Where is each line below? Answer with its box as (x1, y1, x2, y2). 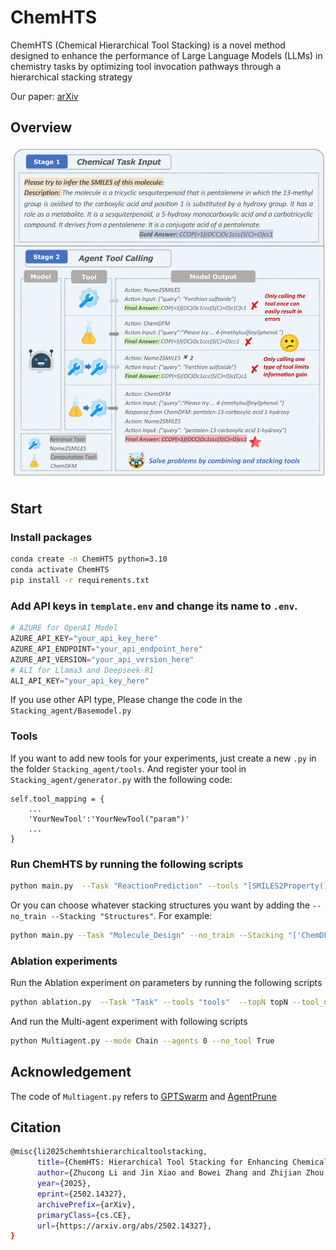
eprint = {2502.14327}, (36, 1189, 128, 1199)
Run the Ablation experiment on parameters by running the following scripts (10, 977, 323, 989)
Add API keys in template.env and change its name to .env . (10, 599, 298, 613)
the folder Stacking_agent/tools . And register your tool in (10, 762, 247, 775)
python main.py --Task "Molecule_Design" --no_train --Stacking (10, 930, 284, 940)
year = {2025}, (36, 1179, 92, 1189)
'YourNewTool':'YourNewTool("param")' (28, 814, 190, 824)
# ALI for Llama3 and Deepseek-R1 (10, 665, 155, 675)
